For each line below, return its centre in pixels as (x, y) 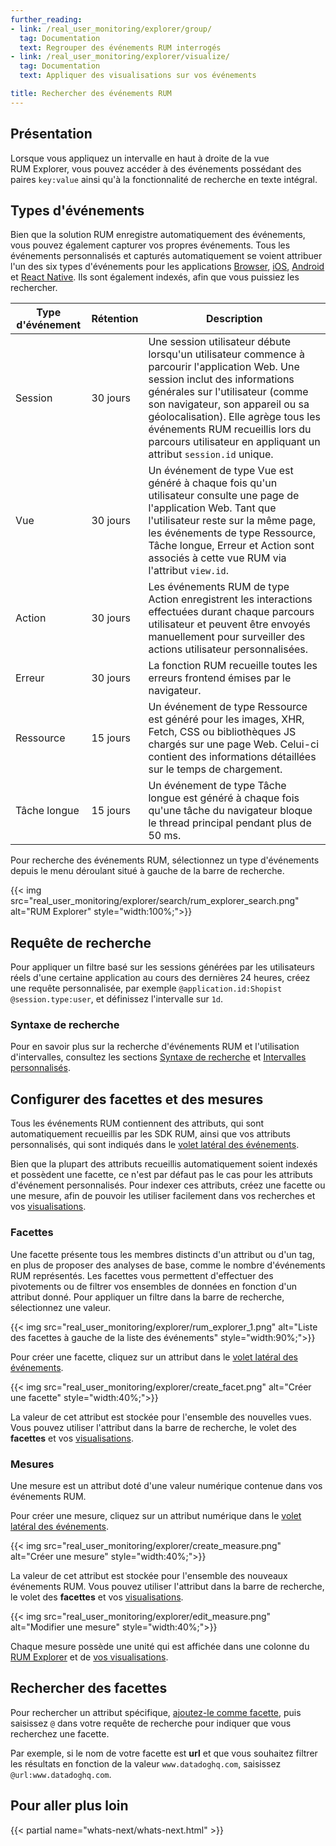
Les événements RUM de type (219, 587)
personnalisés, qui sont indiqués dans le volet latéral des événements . (155, 1145)
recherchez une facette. (60, 1733)
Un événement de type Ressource (228, 707)
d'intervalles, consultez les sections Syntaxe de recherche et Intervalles (158, 1057)
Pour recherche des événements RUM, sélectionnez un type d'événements (165, 860)
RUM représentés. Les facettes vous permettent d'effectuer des (142, 1275)
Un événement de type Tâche (217, 786)
